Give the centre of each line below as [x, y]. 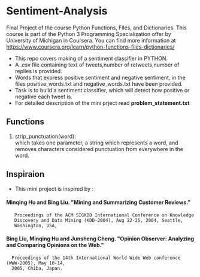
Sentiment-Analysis [57, 11]
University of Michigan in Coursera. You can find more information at [91, 40]
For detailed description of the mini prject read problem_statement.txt [102, 103]
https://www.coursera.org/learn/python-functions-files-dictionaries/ [90, 47]
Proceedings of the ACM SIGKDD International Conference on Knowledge [104, 215]
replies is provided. [38, 71]
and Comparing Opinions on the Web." [55, 245]
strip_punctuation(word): [45, 136]
